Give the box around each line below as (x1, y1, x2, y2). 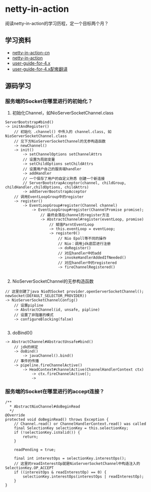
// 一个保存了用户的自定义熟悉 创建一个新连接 (23, 176, 105, 181)
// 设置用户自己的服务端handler (23, 167, 82, 172)
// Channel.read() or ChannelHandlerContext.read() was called (14, 421, 147, 426)
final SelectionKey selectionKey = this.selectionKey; (14, 425, 129, 430)
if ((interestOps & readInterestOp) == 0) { (14, 470, 107, 475)
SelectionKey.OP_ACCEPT (5, 465, 54, 470)
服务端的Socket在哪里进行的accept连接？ (5, 388, 105, 395)
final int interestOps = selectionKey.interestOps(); (14, 455, 126, 461)
